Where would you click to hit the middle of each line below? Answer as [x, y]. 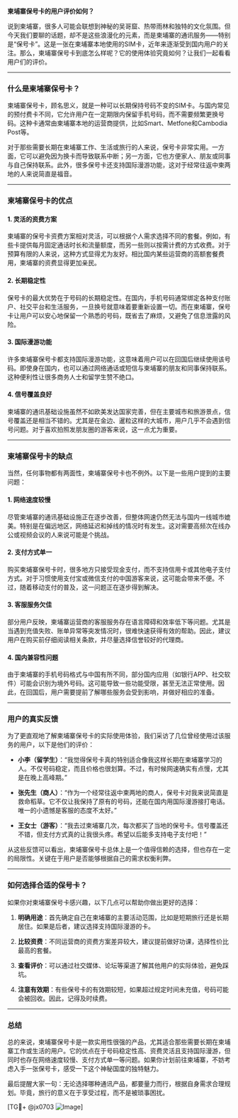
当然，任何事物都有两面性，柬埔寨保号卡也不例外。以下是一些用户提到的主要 [119, 473]
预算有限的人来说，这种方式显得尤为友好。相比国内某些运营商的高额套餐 [113, 254]
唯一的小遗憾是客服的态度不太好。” [67, 811]
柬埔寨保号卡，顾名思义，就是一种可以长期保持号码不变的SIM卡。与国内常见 [119, 105]
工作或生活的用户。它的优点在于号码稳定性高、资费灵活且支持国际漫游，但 [122, 1051]
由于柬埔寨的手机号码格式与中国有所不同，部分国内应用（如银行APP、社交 [116, 674]
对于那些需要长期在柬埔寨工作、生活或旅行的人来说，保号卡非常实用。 [110, 147]
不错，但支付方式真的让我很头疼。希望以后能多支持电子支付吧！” [112, 834]
